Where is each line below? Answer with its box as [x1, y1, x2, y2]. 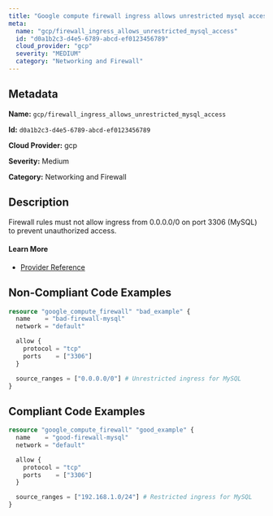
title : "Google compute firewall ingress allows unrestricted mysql [8, 11, 245, 20]
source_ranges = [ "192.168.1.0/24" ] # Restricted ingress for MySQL [15, 493, 253, 501]
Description [8, 196, 69, 210]
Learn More [8, 245, 49, 254]
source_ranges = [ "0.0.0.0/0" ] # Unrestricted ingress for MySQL [15, 375, 242, 383]
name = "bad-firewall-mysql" [15, 314, 126, 323]
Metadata [8, 87, 58, 102]
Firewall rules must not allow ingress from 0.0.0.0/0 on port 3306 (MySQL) [8, 217, 258, 227]
